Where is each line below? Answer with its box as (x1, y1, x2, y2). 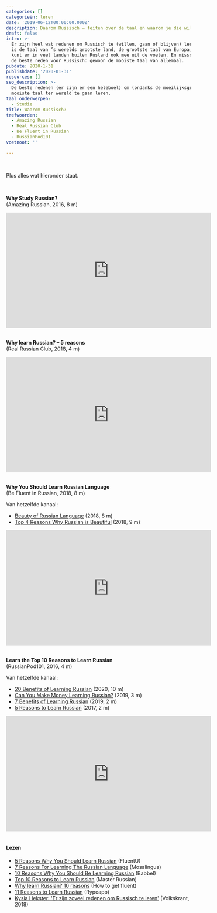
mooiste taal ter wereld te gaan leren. (11, 90, 111, 96)
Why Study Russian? (6, 195, 58, 202)
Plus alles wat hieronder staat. (6, 172, 79, 179)
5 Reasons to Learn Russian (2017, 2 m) (14, 704, 110, 711)
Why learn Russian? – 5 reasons (6, 339, 85, 346)
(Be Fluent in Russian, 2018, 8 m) (6, 489, 85, 496)
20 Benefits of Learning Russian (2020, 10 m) (14, 685, 124, 692)
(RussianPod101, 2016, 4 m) (6, 663, 73, 670)
